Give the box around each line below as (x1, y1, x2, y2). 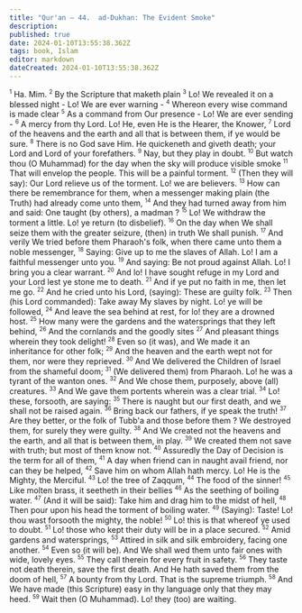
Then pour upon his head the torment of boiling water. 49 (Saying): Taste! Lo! (9, 504, 294, 515)
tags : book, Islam (9, 47, 78, 56)
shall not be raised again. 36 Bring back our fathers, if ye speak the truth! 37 (9, 405, 287, 416)
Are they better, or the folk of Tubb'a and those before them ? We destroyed (9, 415, 291, 425)
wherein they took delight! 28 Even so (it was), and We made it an (9, 335, 251, 347)
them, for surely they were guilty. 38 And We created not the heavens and (9, 425, 281, 435)
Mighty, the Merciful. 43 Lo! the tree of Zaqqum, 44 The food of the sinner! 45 (9, 474, 291, 485)
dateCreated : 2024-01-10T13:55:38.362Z (9, 64, 160, 73)
